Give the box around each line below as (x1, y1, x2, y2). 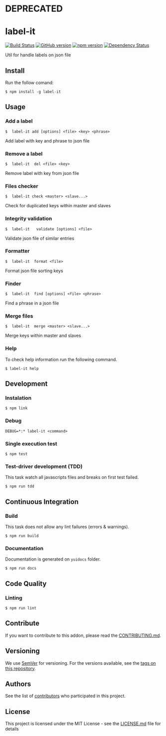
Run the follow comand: (5, 79, 54, 85)
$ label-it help (5, 366, 39, 371)
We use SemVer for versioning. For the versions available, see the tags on (5, 660, 156, 666)
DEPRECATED (5, 3, 63, 14)
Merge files (5, 312, 33, 319)
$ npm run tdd (5, 484, 35, 489)
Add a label (5, 118, 33, 125)
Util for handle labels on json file (5, 52, 71, 58)
